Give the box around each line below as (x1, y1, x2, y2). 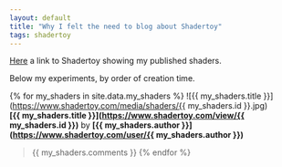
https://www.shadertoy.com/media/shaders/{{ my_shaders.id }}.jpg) (12, 100, 268, 111)
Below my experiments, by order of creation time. (9, 73, 195, 84)
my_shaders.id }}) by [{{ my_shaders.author (9, 120, 181, 130)
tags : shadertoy (9, 30, 71, 39)
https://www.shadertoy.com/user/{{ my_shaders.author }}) (12, 130, 245, 141)
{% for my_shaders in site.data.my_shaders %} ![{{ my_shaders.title (9, 90, 262, 101)
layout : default (9, 13, 71, 23)
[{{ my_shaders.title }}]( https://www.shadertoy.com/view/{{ (9, 110, 245, 121)
